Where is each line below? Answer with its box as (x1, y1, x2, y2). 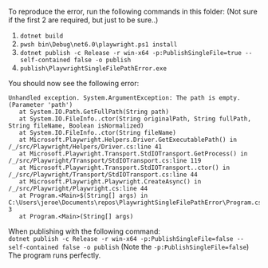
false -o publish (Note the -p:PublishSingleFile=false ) (61, 242, 250, 251)
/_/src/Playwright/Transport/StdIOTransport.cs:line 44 (8, 171, 198, 179)
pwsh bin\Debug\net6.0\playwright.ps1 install (19, 41, 178, 49)
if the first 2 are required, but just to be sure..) (8, 15, 159, 25)
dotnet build (19, 32, 64, 40)
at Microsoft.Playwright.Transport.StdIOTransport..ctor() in (18, 164, 230, 171)
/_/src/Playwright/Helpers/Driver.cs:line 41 (8, 143, 162, 151)
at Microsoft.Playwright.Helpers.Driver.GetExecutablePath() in (18, 136, 238, 144)
